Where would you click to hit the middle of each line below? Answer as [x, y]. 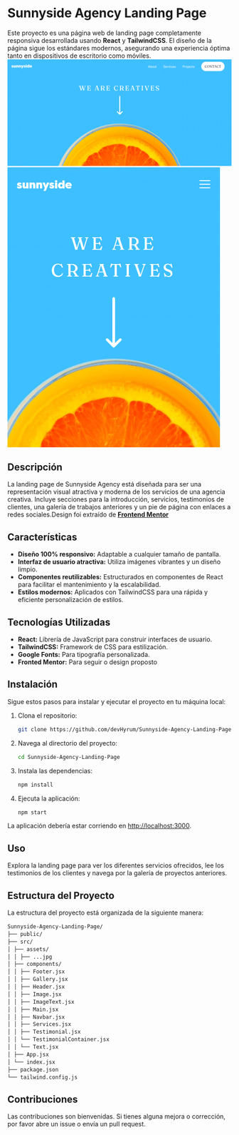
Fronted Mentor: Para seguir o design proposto [87, 662]
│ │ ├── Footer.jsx [36, 972]
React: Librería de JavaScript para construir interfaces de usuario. [115, 639]
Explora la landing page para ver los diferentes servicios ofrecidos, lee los [116, 865]
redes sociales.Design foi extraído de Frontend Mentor [88, 514]
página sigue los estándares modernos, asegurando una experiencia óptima [119, 48]
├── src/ [20, 942]
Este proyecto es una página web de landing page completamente [104, 33]
